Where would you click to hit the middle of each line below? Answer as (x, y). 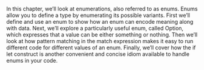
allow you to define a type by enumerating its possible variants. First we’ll (98, 15)
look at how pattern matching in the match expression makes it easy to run (100, 41)
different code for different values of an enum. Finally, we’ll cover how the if (101, 47)
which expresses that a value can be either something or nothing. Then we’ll (102, 35)
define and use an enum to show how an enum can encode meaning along (100, 22)
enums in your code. (32, 61)
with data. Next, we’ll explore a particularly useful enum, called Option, (95, 28)
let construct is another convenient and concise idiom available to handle (98, 54)
